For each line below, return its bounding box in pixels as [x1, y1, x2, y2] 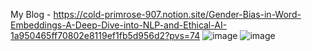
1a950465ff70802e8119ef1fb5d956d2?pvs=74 [10, 30, 201, 41]
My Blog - [10, 9, 52, 20]
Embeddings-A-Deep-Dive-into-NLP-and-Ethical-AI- [10, 19, 228, 31]
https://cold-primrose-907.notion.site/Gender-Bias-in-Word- [53, 9, 302, 20]
